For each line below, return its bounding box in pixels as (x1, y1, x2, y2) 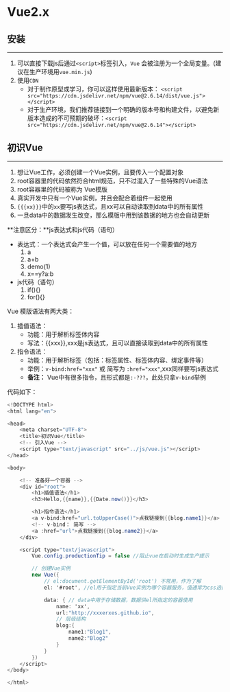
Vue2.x (7, 4, 50, 20)
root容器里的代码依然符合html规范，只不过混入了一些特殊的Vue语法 (16, 176, 208, 185)
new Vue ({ (31, 571, 60, 579)
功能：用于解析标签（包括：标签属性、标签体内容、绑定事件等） (27, 356, 207, 364)
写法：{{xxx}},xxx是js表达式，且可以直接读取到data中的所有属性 (27, 338, 209, 347)
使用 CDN (16, 76, 39, 84)
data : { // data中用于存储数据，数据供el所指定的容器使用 (43, 597, 193, 603)
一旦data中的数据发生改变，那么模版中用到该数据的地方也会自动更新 (16, 211, 210, 219)
